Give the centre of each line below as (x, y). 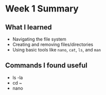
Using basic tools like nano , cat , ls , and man (56, 50)
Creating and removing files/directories (53, 44)
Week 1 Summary (42, 9)
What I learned (28, 27)
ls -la (18, 77)
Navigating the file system (39, 39)
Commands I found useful (46, 65)
